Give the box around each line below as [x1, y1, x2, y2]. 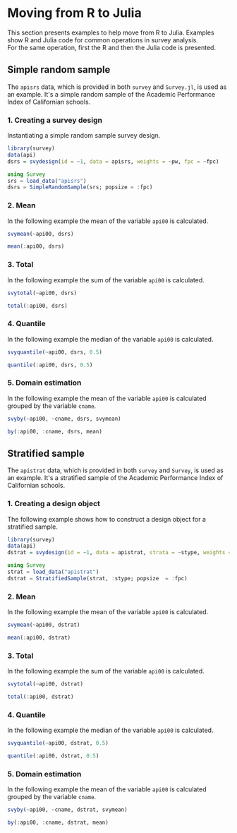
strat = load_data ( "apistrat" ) [7, 568, 99, 576]
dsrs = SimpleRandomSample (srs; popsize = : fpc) [7, 184, 153, 191]
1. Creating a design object [7, 499, 101, 509]
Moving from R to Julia [7, 5, 142, 21]
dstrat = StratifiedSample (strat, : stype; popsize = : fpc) [7, 575, 188, 582]
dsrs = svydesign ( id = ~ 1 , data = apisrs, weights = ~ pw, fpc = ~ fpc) [7, 157, 219, 165]
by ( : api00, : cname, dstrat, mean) [7, 819, 109, 827]
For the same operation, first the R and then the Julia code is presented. [7, 43, 217, 52]
